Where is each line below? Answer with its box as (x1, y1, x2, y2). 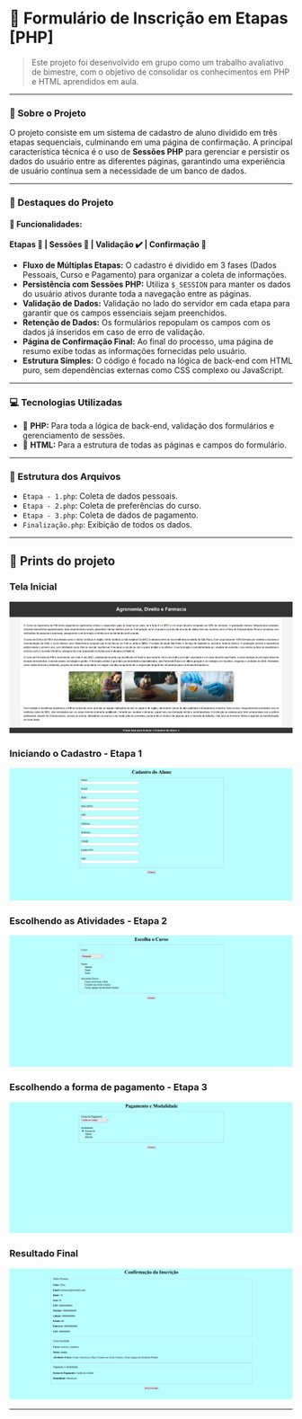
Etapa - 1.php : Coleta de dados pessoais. (22, 490, 178, 501)
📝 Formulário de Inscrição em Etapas (9, 8, 289, 29)
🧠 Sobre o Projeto (9, 107, 87, 120)
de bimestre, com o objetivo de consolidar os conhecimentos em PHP (31, 67, 290, 77)
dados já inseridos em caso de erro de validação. (22, 327, 205, 338)
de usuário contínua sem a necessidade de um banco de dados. (9, 165, 247, 176)
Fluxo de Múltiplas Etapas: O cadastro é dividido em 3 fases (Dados (22, 260, 277, 270)
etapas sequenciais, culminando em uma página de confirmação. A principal (9, 137, 293, 147)
